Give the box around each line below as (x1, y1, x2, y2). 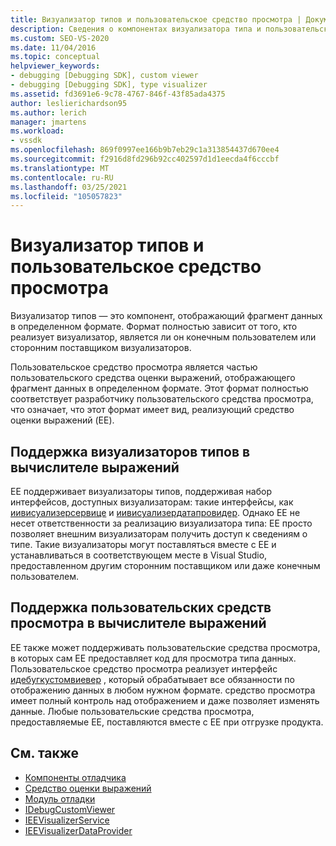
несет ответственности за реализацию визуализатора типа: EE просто (10, 517, 313, 529)
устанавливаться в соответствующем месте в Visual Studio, (10, 549, 268, 561)
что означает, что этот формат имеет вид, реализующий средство (10, 404, 295, 416)
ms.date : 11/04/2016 (10, 42, 97, 53)
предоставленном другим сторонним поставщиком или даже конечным (10, 560, 321, 571)
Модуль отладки (24, 792, 96, 805)
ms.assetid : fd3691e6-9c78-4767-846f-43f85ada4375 (10, 89, 226, 99)
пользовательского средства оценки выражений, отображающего (10, 372, 296, 384)
